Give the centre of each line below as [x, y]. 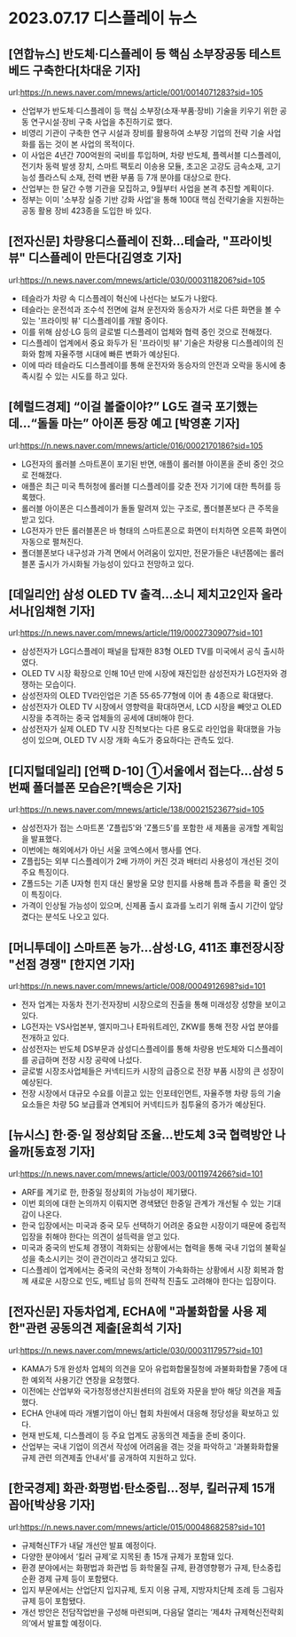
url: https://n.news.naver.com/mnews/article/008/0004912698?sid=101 [137, 986]
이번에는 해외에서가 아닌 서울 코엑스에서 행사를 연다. [111, 850]
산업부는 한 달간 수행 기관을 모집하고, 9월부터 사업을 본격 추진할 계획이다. [148, 188]
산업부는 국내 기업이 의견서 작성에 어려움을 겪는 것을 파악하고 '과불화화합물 [150, 1446]
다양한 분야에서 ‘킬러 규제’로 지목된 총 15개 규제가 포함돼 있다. [127, 1556]
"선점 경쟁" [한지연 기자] [71, 964]
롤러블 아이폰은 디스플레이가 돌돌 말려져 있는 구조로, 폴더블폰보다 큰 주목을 [150, 508]
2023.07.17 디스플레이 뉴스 [103, 18]
